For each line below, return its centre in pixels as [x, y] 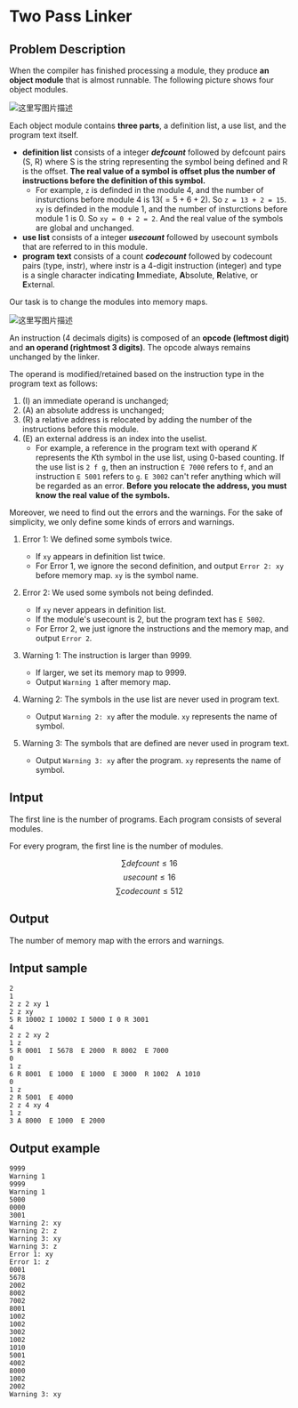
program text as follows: [53, 383]
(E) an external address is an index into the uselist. [114, 438]
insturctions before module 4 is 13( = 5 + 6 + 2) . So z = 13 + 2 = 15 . [161, 199]
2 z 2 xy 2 [29, 1035]
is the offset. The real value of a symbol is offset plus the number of [149, 171]
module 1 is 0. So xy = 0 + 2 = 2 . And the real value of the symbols [159, 218]
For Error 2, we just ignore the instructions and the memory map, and [162, 628]
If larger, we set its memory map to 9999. [111, 672]
